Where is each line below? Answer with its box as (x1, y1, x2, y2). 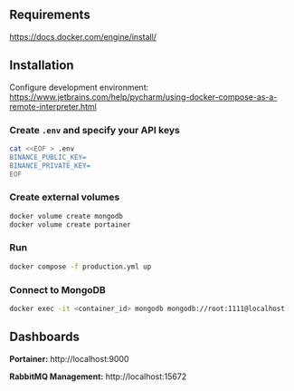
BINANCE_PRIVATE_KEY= (9, 161, 91, 171)
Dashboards (9, 329, 80, 345)
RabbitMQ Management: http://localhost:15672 (9, 371, 187, 382)
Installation (9, 58, 74, 73)
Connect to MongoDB (9, 283, 106, 296)
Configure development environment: (9, 82, 149, 93)
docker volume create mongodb (9, 211, 124, 220)
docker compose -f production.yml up (9, 262, 152, 271)
